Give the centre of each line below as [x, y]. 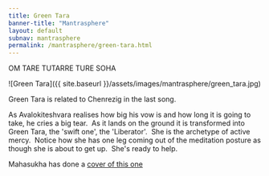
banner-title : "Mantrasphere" [59, 23]
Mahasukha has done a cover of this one [75, 164]
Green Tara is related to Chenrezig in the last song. [92, 99]
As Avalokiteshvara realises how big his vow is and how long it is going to [130, 115]
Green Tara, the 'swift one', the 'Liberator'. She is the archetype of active [129, 132]
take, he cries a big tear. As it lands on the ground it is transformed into [126, 123]
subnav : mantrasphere [45, 38]
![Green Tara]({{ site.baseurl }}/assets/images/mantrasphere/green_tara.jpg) [134, 84]
